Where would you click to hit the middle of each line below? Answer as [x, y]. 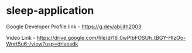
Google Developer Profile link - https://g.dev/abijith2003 [74, 26]
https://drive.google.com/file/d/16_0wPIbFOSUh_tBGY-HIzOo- [111, 37]
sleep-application [50, 11]
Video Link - [21, 37]
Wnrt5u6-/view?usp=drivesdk [42, 44]
